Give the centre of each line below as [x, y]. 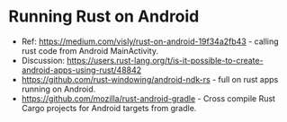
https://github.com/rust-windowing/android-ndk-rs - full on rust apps [150, 79]
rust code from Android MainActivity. [90, 50]
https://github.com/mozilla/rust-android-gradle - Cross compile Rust [148, 98]
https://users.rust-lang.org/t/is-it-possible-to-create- [165, 60]
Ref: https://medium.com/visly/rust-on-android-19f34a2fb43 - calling [150, 41]
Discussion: [43, 60]
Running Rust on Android [104, 17]
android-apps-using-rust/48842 [81, 70]
